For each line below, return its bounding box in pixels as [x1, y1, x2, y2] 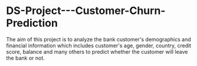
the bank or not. [6, 54, 45, 61]
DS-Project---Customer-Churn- [6, 4, 166, 18]
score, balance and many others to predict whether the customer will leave [6, 48, 188, 55]
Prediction [6, 16, 58, 30]
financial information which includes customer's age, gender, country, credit [6, 42, 192, 49]
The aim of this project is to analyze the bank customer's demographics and [6, 36, 191, 43]
